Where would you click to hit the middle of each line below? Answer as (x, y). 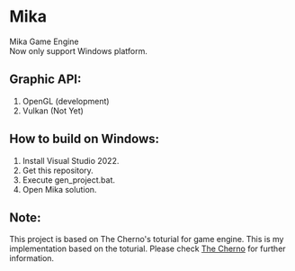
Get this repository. (58, 170)
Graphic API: (45, 80)
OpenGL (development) (66, 101)
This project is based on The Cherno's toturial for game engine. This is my (147, 239)
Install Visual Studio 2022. (71, 160)
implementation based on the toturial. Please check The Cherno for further (147, 248)
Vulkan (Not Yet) (53, 111)
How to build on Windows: (85, 139)
